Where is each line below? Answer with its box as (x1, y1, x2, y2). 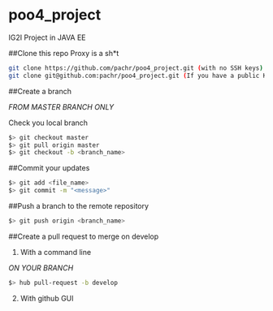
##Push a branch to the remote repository (8, 201, 149, 211)
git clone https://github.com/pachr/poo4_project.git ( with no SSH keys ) (8, 63, 264, 72)
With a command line (19, 247, 92, 257)
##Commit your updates (8, 163, 90, 173)
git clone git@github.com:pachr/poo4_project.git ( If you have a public (8, 71, 260, 80)
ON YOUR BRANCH (8, 262, 74, 273)
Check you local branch (8, 118, 88, 127)
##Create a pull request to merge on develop (8, 231, 159, 241)
